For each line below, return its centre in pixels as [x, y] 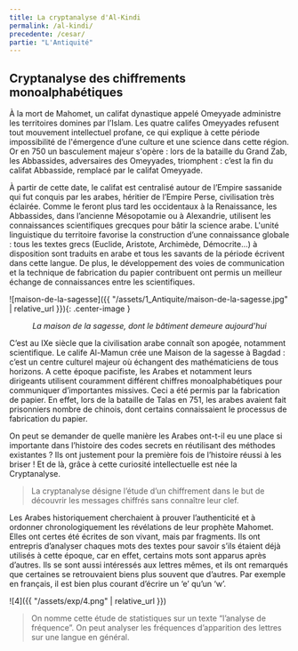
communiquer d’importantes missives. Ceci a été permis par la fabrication [145, 390]
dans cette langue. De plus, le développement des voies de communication [147, 263]
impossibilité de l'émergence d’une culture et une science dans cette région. [149, 142]
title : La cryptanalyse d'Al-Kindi [75, 17]
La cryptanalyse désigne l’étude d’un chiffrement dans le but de [148, 491]
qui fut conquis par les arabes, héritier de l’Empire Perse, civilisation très [142, 197]
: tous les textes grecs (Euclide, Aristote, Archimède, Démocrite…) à [133, 245]
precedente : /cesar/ [48, 34]
